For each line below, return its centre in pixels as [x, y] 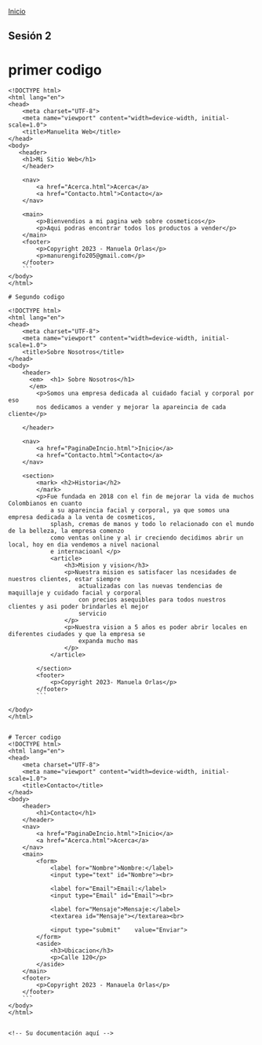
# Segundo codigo [36, 297]
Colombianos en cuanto [45, 504]
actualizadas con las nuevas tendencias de [150, 586]
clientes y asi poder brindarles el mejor [78, 607]
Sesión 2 [30, 36]
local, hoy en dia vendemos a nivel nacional [84, 545]
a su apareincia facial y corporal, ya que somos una [140, 510]
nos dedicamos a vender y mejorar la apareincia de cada [131, 407]
